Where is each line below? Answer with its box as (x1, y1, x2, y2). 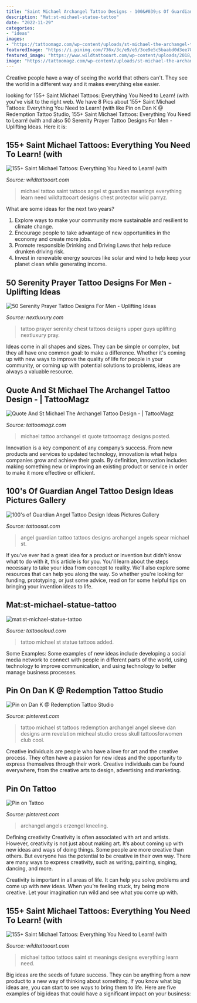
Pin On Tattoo (6, 784, 57, 794)
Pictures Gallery (6, 495, 66, 505)
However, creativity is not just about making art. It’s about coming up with (6, 840, 184, 847)
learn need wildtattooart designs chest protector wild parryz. (20, 194, 168, 201)
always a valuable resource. (6, 368, 74, 375)
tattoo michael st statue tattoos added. (20, 638, 114, 646)
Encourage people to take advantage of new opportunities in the (14, 229, 171, 236)
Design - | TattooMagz (6, 394, 90, 404)
